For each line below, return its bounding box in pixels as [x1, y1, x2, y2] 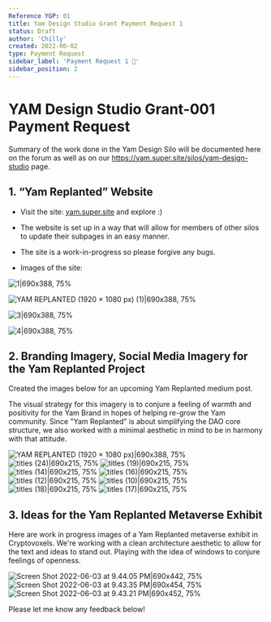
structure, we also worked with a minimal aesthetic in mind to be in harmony [8, 425, 263, 436]
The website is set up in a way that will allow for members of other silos [19, 222, 260, 232]
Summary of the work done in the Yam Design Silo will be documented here [8, 144, 261, 154]
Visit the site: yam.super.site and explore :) [19, 207, 163, 217]
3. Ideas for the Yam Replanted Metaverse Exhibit [8, 508, 263, 522]
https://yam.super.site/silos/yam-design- [111, 152, 249, 163]
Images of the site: [19, 262, 83, 273]
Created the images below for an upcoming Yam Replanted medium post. [8, 383, 253, 393]
